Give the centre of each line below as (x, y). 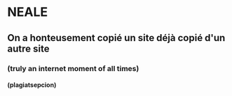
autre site (28, 48)
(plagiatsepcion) (32, 85)
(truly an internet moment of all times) (73, 68)
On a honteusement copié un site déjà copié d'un (116, 38)
